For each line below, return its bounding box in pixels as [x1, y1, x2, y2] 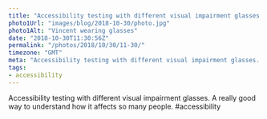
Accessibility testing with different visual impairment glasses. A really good [8, 93, 257, 102]
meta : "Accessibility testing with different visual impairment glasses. [8, 57, 261, 65]
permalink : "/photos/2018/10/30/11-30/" [8, 42, 146, 50]
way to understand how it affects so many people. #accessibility [8, 101, 221, 111]
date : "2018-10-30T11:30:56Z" [8, 34, 110, 42]
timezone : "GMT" [8, 49, 63, 57]
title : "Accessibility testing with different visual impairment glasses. [8, 11, 264, 20]
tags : [8, 64, 26, 72]
